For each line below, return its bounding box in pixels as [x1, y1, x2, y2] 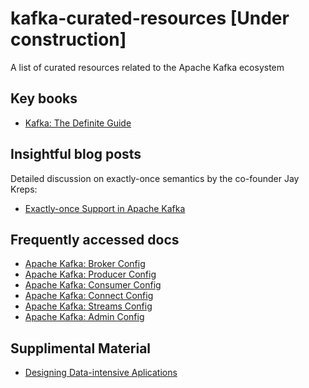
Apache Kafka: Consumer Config [24, 279, 162, 291]
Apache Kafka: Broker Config [24, 258, 146, 270]
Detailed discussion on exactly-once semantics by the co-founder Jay [10, 172, 300, 184]
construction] [10, 28, 127, 51]
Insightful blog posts [10, 146, 142, 163]
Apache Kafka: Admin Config [24, 311, 145, 323]
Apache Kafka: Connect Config [24, 290, 154, 302]
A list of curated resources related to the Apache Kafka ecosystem [10, 61, 285, 73]
